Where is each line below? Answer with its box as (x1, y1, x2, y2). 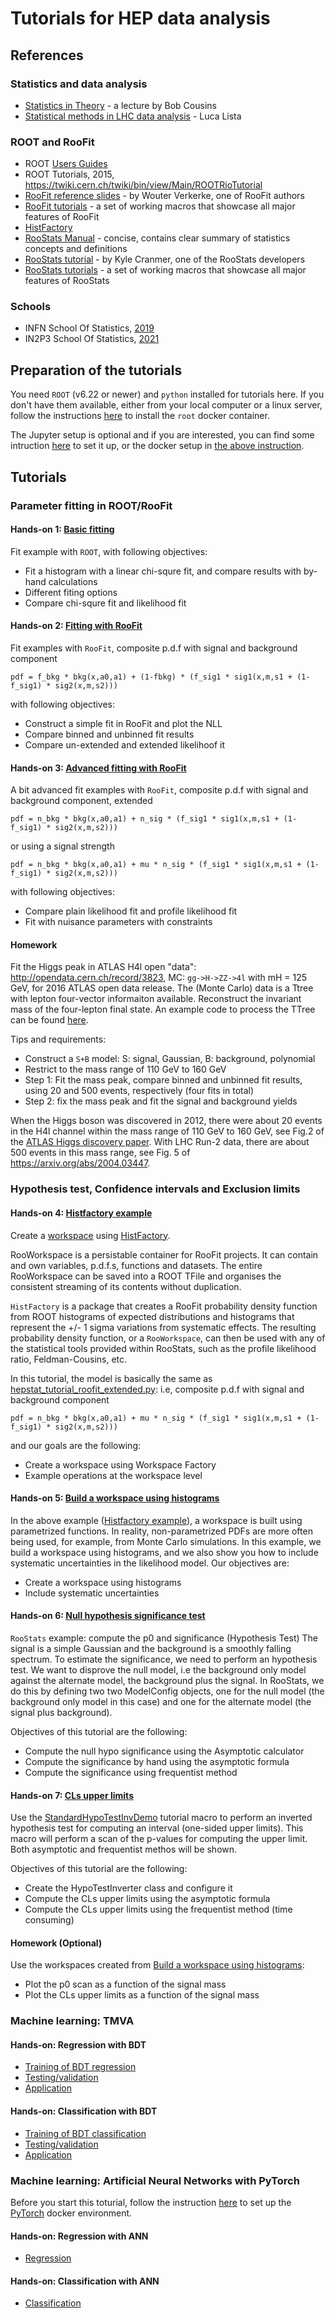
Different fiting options (24, 586, 118, 598)
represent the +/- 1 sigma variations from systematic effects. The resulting (10, 1321, 317, 1333)
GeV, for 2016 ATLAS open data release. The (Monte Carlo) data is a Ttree (10, 982, 314, 994)
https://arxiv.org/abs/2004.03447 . (10, 1157, 151, 1169)
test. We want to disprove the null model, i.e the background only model (10, 1663, 307, 1676)
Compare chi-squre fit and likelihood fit (24, 597, 187, 609)
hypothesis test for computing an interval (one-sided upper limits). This (10, 1822, 304, 1834)
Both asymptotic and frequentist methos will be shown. (10, 1843, 238, 1856)
